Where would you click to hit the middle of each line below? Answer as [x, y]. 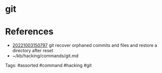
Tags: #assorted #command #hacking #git [49, 66]
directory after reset [33, 51]
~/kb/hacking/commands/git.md [45, 56]
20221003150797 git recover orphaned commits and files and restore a [85, 45]
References [29, 32]
